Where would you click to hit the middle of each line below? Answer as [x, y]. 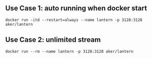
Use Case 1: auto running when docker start [76, 8]
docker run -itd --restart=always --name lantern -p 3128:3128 [74, 20]
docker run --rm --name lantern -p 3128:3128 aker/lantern [69, 51]
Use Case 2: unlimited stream [53, 40]
